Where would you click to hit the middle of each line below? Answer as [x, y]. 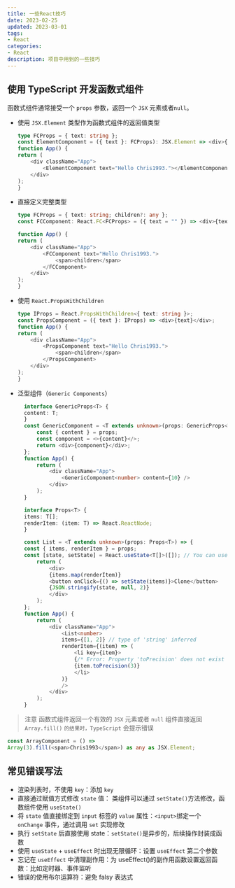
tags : [15, 33]
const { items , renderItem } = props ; [80, 549]
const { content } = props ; [77, 432]
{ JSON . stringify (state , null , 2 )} [99, 588]
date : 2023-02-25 [33, 20]
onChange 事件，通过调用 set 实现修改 [71, 824]
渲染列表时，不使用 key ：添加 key [65, 789]
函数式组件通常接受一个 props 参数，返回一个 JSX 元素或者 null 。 [100, 107]
